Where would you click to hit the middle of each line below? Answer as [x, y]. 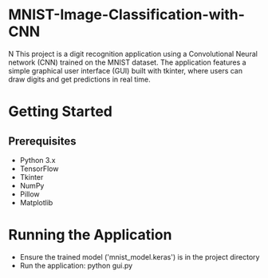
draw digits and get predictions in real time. [79, 79]
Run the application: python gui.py [76, 265]
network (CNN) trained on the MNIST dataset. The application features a [127, 62]
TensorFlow [39, 169]
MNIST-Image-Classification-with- [127, 15]
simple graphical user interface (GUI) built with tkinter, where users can [126, 70]
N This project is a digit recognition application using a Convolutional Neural [133, 54]
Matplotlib [36, 202]
